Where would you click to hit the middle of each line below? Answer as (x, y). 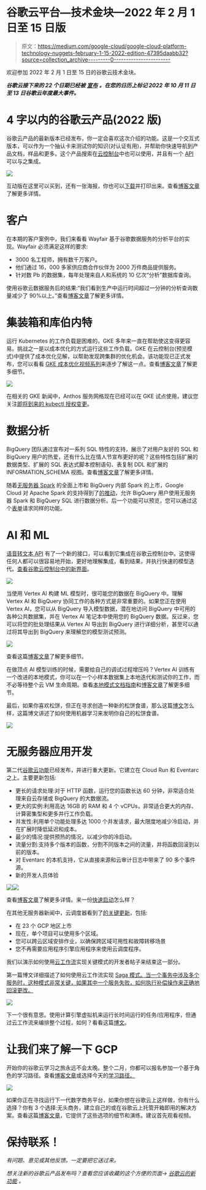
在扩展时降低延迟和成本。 (48, 829)
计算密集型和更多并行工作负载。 (55, 814)
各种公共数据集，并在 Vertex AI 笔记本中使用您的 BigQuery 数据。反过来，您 (103, 616)
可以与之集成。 (25, 161)
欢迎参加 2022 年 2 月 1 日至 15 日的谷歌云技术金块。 (73, 72)
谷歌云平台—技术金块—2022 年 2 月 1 (101, 13)
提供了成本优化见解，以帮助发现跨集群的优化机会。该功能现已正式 (102, 356)
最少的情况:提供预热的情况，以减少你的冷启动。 (75, 836)
